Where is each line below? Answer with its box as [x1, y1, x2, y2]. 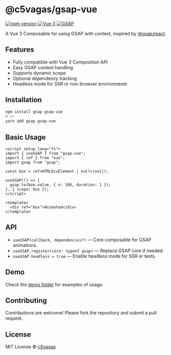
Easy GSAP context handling [12, 64, 73, 70]
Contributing [5, 296, 47, 305]
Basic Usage [5, 133, 46, 141]
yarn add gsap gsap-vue [5, 119, 56, 124]
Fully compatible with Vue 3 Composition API [12, 59, 108, 65]
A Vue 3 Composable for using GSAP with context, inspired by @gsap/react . [5, 30, 166, 36]
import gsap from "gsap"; [5, 160, 60, 165]
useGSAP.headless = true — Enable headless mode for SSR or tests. [12, 253, 156, 259]
